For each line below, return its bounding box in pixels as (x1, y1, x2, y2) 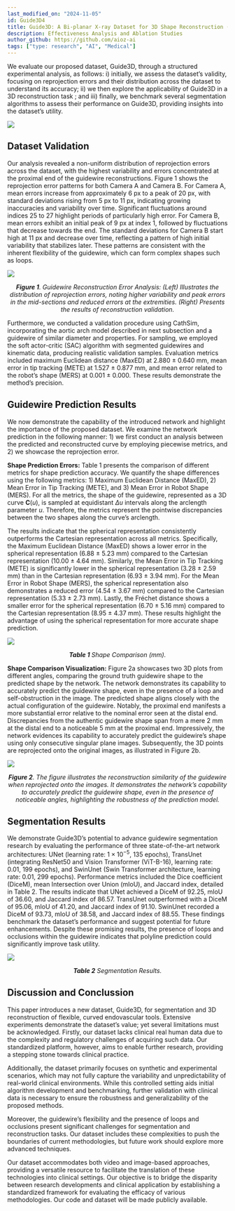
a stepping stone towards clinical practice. (7, 1050, 129, 1059)
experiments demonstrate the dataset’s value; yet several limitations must (7, 1020, 219, 1028)
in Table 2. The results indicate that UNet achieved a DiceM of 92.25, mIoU (7, 887, 223, 896)
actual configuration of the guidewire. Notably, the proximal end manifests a (7, 701, 226, 710)
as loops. (7, 256, 34, 264)
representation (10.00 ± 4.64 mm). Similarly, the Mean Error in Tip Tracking (7, 556, 223, 565)
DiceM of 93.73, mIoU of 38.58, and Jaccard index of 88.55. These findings (7, 910, 225, 918)
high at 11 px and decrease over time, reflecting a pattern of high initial (7, 233, 210, 242)
